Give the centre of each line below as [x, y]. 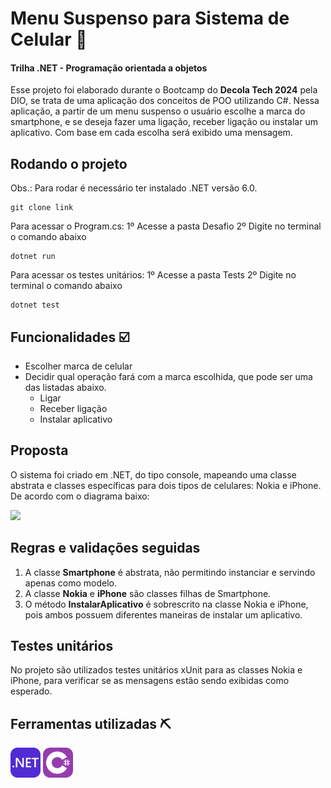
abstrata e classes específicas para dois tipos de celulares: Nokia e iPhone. [166, 485]
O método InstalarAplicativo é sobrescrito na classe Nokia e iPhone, [166, 604]
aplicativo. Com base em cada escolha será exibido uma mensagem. [151, 133]
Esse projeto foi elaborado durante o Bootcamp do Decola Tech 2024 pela [164, 90]
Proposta [39, 450]
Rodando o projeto [69, 163]
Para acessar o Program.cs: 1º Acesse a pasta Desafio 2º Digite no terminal [166, 226]
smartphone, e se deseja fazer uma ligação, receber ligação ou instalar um [164, 122]
